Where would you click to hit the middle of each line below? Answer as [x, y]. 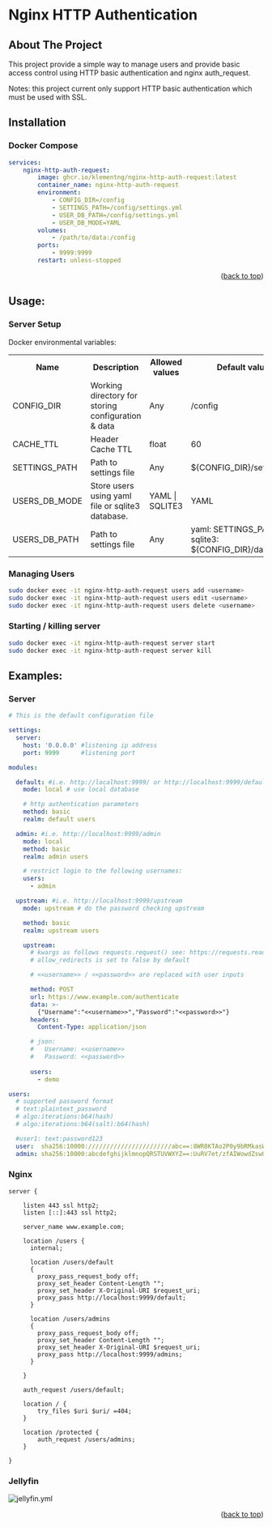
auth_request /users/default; [74, 1390]
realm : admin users [56, 856]
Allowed [166, 362]
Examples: [36, 675]
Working [106, 385]
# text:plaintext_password [61, 1109]
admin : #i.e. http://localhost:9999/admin [88, 834]
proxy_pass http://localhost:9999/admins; [110, 1354]
